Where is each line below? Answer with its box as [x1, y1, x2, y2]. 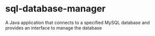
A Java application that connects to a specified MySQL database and [5, 19, 150, 25]
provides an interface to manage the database [5, 24, 102, 30]
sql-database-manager [5, 3, 106, 14]
